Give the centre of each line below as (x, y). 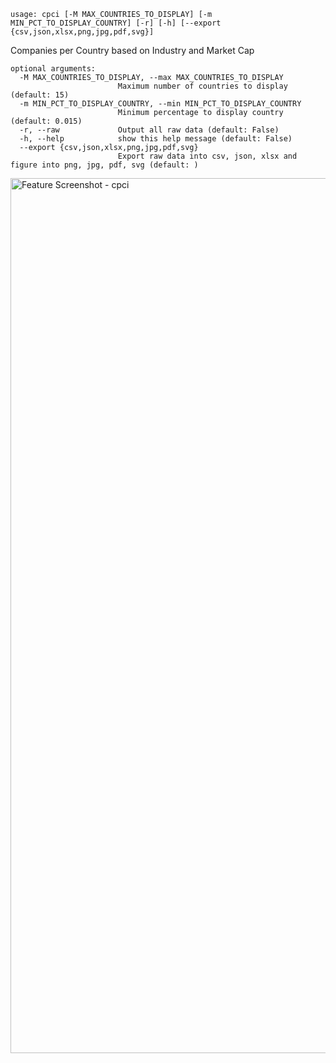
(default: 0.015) (46, 121)
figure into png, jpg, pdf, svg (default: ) (104, 165)
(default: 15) (40, 95)
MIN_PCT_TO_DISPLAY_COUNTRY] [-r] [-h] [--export (116, 23)
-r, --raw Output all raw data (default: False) (149, 130)
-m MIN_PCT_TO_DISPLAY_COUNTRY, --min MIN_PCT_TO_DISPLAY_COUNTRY (160, 104)
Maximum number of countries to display (202, 86)
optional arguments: (53, 69)
